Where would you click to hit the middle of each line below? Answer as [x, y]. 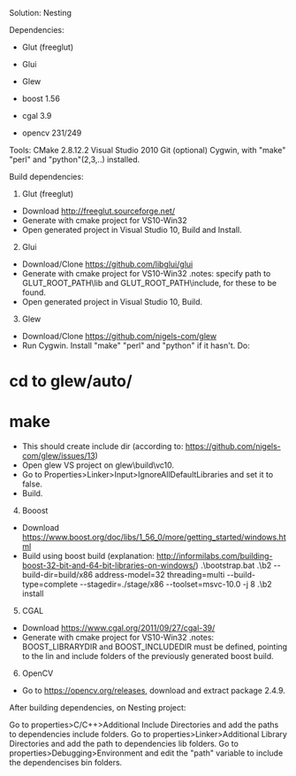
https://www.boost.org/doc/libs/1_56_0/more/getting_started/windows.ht [154, 537]
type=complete [49, 585]
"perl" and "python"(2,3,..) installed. [75, 159]
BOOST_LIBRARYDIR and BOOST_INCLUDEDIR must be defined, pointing [155, 647]
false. [32, 484]
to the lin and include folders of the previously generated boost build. [148, 656]
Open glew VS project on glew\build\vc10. [98, 465]
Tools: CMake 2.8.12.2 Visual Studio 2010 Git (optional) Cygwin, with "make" [148, 150]
